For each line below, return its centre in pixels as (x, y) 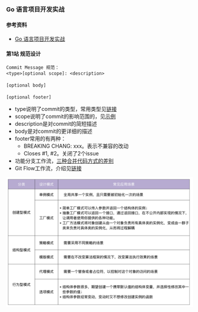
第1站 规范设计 (24, 53)
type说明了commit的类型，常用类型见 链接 (66, 109)
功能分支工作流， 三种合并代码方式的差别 (64, 161)
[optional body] (26, 85)
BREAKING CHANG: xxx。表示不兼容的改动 (76, 146)
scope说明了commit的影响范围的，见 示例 (65, 116)
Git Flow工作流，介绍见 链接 (48, 168)
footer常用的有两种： (40, 139)
